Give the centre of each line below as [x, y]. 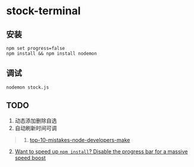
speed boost [30, 157]
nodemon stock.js [28, 87]
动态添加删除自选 [36, 121]
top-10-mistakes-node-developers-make [80, 140]
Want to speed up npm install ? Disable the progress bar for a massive [101, 151]
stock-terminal [43, 11]
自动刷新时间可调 [36, 128]
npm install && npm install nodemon [51, 53]
